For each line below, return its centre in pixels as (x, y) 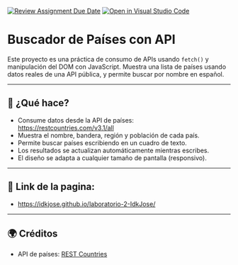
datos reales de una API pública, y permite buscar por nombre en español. (116, 74)
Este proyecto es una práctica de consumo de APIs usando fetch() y (108, 59)
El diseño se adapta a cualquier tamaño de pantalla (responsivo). (112, 158)
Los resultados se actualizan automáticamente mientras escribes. (113, 150)
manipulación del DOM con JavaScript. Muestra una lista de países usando (117, 67)
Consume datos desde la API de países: (76, 120)
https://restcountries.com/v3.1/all (66, 128)
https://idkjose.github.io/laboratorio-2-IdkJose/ (86, 204)
